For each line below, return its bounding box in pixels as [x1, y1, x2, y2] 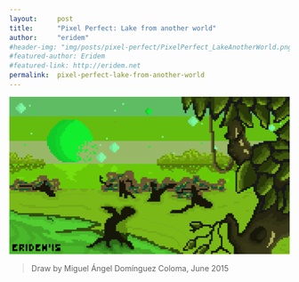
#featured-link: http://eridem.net [9, 61, 141, 70]
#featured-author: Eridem [9, 52, 105, 61]
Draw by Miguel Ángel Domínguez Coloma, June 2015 [30, 262, 230, 273]
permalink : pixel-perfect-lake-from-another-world [9, 71, 205, 80]
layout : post [9, 14, 74, 23]
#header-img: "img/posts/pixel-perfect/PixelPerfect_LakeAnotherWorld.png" [9, 43, 296, 52]
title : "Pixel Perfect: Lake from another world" [9, 23, 217, 33]
